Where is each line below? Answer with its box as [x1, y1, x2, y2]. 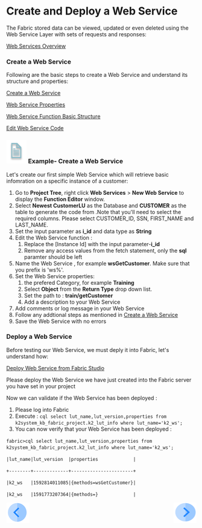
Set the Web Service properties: [14, 272, 95, 279]
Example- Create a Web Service [28, 157, 124, 166]
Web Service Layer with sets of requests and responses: [6, 30, 147, 37]
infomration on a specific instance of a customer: [6, 177, 128, 184]
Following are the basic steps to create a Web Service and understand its [6, 71, 188, 79]
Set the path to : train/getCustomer [24, 292, 113, 299]
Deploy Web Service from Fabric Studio [6, 364, 105, 371]
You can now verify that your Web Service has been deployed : [14, 425, 172, 432]
